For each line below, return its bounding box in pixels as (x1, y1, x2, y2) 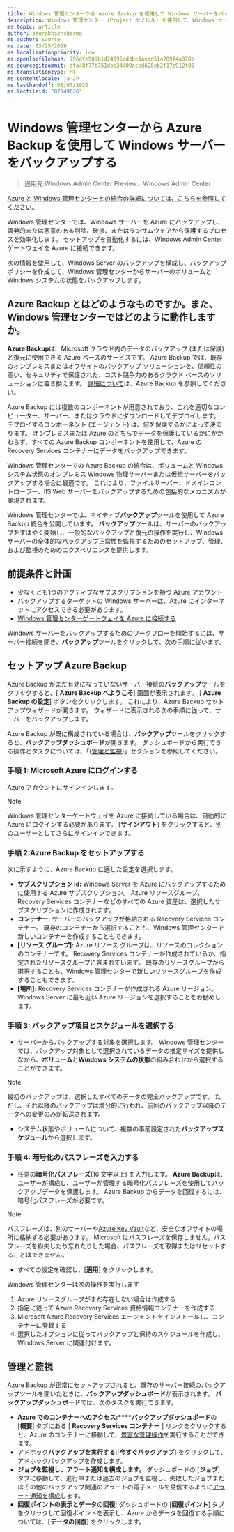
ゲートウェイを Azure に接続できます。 (7, 244, 119, 252)
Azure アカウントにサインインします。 (7, 783, 117, 791)
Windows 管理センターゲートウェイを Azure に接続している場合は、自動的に (7, 811, 227, 820)
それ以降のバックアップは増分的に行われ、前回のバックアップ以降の (25, 1101, 221, 1110)
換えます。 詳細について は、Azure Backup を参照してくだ (55, 379, 221, 388)
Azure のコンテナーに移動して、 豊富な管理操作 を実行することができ (29, 1430, 225, 1439)
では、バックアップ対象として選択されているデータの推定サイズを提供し (17, 1047, 225, 1055)
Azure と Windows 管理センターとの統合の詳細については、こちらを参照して (7, 194, 226, 203)
